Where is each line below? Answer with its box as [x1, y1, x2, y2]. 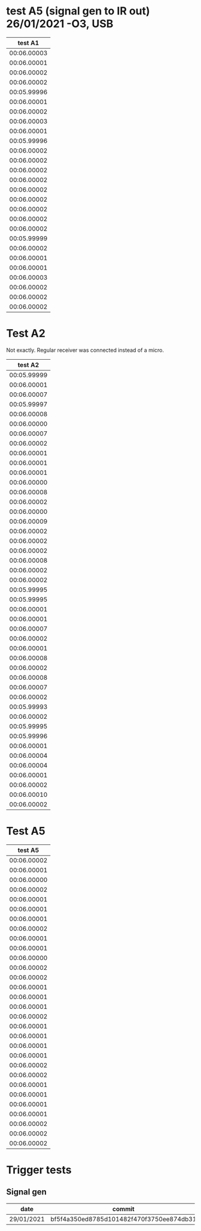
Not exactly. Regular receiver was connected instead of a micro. [6, 346, 165, 354]
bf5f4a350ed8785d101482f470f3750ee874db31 [50, 1215, 197, 1223]
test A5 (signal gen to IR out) [6, 4, 151, 18]
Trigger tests [6, 1163, 72, 1176]
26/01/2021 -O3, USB [6, 17, 114, 31]
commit [112, 1205, 135, 1213]
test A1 [17, 38, 39, 47]
